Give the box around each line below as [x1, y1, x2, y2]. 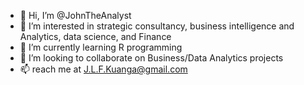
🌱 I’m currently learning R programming [19, 41, 183, 53]
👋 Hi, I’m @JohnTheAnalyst [19, 10, 132, 21]
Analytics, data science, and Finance [19, 31, 172, 42]
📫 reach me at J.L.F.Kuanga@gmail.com [19, 63, 188, 75]
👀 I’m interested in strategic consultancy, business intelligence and [19, 20, 295, 32]
